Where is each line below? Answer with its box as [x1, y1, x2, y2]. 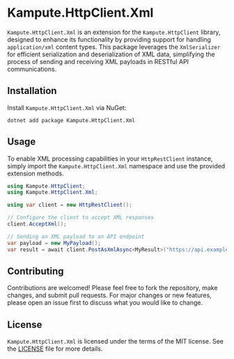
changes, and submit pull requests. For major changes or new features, [7, 291, 212, 300]
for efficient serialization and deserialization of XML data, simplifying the [7, 50, 215, 58]
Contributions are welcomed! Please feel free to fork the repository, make [7, 284, 218, 292]
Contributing [7, 265, 64, 277]
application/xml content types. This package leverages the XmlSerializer [7, 42, 221, 51]
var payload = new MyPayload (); [7, 239, 101, 246]
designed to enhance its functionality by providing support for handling [7, 35, 211, 43]
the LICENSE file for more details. [7, 344, 103, 353]
